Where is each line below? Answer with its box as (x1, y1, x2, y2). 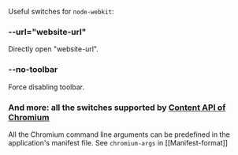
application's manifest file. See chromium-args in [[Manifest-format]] (8, 138, 229, 147)
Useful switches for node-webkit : (8, 7, 114, 16)
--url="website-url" (8, 26, 87, 37)
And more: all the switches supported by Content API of (8, 102, 226, 113)
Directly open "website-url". (8, 44, 99, 54)
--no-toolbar (8, 64, 58, 75)
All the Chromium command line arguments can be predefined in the (8, 130, 230, 139)
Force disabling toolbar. (8, 82, 85, 92)
